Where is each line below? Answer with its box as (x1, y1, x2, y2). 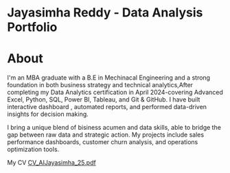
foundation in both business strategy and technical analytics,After (7, 81, 194, 89)
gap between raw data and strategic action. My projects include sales (7, 130, 205, 139)
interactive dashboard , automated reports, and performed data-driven (7, 103, 207, 111)
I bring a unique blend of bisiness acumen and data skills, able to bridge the (7, 124, 222, 132)
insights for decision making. (7, 110, 89, 118)
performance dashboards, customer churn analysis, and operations (7, 138, 198, 146)
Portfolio (7, 19, 58, 35)
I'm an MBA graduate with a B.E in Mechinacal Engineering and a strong (7, 73, 211, 82)
